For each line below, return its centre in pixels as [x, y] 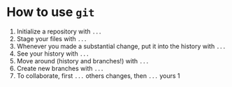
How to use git [51, 12]
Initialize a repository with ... [59, 31]
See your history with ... [53, 54]
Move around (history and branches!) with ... [83, 61]
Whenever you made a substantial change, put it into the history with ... [121, 46]
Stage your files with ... [52, 38]
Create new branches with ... [60, 68]
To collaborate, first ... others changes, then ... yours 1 [98, 76]
